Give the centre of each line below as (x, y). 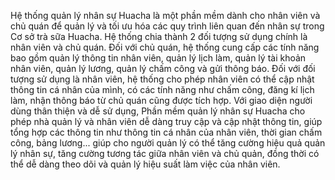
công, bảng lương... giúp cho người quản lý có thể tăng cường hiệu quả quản (168, 143)
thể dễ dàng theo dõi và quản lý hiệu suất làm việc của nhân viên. (145, 164)
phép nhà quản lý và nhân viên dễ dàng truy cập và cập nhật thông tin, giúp (166, 121)
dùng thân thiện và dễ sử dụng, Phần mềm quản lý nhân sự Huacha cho (158, 111)
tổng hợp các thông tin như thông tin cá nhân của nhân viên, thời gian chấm (166, 132)
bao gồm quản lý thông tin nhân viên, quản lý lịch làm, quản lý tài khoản (158, 58)
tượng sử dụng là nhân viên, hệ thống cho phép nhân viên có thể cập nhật (162, 79)
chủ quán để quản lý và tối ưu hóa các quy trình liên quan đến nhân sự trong (167, 26)
